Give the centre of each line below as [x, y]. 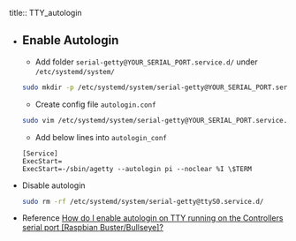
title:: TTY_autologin [46, 13]
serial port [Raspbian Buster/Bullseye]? [92, 228]
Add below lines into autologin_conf [101, 137]
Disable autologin [53, 185]
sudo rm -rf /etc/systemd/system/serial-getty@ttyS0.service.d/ [143, 201]
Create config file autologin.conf [95, 104]
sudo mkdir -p [48, 87]
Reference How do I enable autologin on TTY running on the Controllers [152, 218]
